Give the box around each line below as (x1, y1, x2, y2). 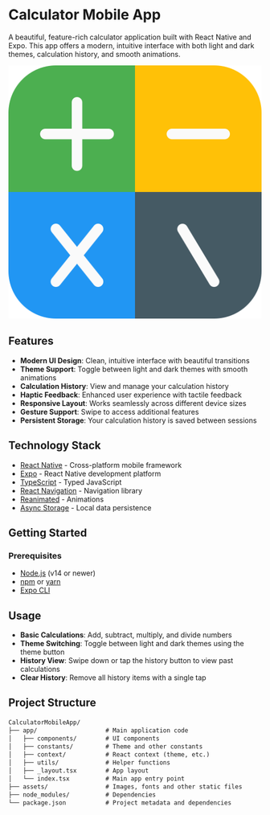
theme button (19, 647, 65, 657)
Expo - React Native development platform (19, 469, 162, 478)
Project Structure (8, 696, 96, 710)
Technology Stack (8, 439, 101, 453)
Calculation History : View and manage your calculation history (19, 381, 229, 391)
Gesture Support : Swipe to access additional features (19, 407, 199, 416)
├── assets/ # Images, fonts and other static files (8, 782, 243, 791)
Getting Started (8, 526, 88, 539)
